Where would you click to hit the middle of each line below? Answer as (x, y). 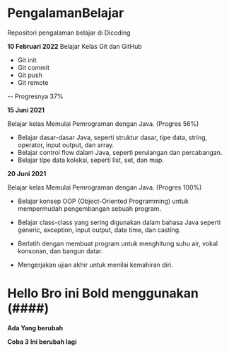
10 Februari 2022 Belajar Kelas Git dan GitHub (75, 46)
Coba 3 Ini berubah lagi (42, 342)
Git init (27, 60)
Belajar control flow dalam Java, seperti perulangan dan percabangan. (120, 152)
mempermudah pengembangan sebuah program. (89, 208)
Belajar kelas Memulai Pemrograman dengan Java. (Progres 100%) (105, 187)
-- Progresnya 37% (35, 96)
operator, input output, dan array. (66, 145)
